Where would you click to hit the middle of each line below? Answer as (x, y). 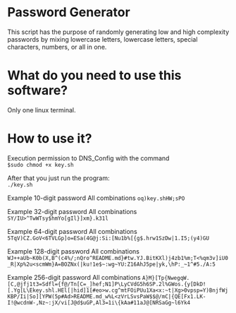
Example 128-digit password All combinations (73, 251)
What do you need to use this (94, 76)
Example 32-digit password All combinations (72, 211)
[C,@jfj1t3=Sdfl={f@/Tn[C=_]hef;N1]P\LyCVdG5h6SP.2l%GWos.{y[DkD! (107, 284)
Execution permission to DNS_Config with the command (88, 158)
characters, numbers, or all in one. (57, 47)
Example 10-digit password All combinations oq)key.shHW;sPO (96, 198)
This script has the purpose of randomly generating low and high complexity (118, 32)
